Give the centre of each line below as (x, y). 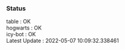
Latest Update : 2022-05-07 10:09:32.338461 (62, 41)
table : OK (19, 22)
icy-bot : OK (21, 34)
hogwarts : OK (24, 28)
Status (16, 8)
